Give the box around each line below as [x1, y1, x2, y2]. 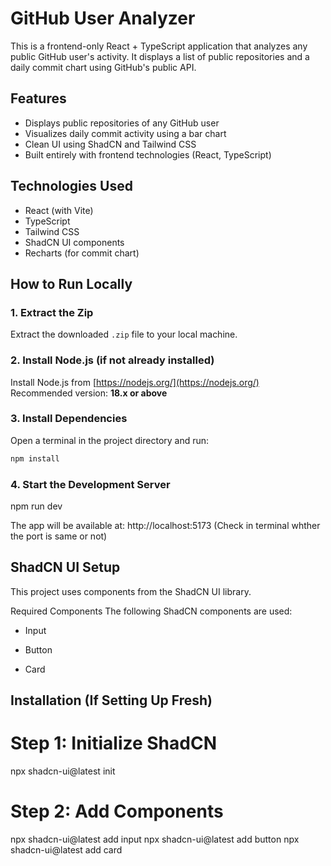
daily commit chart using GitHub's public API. [10, 61, 197, 73]
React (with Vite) [24, 204, 94, 216]
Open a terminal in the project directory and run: [10, 434, 210, 446]
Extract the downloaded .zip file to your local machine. [10, 328, 238, 341]
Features [10, 90, 67, 107]
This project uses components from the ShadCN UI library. [10, 585, 252, 597]
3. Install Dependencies [10, 412, 128, 426]
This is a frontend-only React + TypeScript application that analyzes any [10, 40, 308, 52]
